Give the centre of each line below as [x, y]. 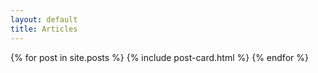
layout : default [44, 19]
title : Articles [44, 29]
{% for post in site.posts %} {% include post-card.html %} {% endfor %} [159, 57]
